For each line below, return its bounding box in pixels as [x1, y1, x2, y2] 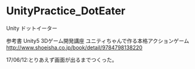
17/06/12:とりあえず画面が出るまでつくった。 [6, 56, 117, 63]
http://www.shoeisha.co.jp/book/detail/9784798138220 [6, 43, 143, 51]
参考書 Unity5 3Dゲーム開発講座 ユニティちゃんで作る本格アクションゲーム [6, 37, 190, 44]
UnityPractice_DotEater [6, 4, 126, 18]
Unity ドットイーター [6, 24, 58, 32]
